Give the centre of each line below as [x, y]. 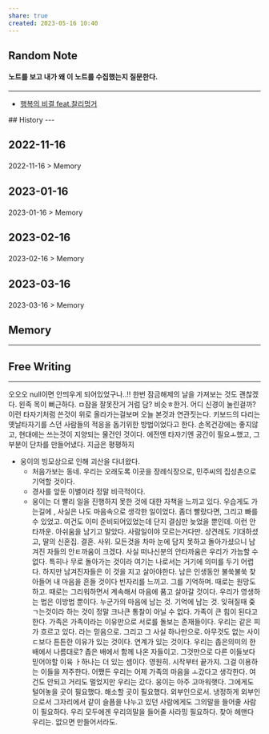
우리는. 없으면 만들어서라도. [75, 722]
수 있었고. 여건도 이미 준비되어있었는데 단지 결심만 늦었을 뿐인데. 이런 [140, 522]
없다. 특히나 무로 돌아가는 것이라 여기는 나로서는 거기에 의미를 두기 [135, 562]
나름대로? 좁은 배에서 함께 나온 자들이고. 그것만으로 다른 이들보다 [155, 652]
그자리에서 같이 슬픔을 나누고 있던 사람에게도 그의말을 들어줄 [147, 702]
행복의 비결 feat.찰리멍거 [58, 104]
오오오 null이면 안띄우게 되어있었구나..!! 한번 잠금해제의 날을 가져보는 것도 [123, 394]
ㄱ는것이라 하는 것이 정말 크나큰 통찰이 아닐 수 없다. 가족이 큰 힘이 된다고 [145, 612]
